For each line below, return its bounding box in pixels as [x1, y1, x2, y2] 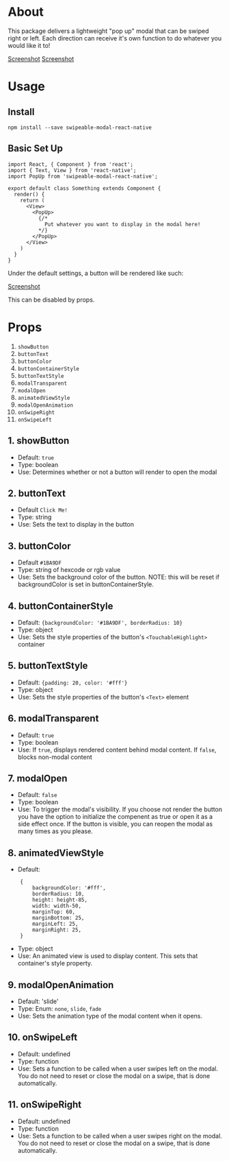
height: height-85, [32, 896, 88, 904]
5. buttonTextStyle [8, 660, 88, 672]
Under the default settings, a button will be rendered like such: [8, 269, 184, 277]
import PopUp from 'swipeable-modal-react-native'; [8, 173, 158, 180]
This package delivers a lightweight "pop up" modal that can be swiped [8, 27, 209, 35]
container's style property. [17, 959, 93, 968]
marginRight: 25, [32, 926, 81, 933]
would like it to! [8, 41, 51, 49]
